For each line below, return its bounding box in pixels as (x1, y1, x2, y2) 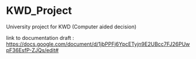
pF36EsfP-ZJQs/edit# (6, 46, 59, 53)
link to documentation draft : (6, 34, 74, 41)
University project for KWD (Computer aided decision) (6, 23, 137, 30)
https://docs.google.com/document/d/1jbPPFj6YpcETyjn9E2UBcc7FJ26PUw (6, 40, 190, 47)
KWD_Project (6, 4, 72, 17)
